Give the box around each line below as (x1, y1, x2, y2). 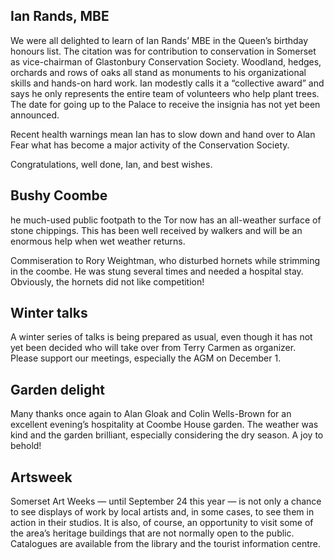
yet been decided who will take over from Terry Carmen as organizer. (10, 342, 297, 354)
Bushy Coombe (10, 187, 108, 204)
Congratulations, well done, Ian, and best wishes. (10, 158, 213, 170)
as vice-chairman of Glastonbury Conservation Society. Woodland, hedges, (10, 55, 322, 68)
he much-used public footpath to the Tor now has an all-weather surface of (10, 214, 322, 226)
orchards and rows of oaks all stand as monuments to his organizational (10, 66, 307, 78)
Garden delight (10, 381, 105, 398)
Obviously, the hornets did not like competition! (10, 275, 205, 288)
